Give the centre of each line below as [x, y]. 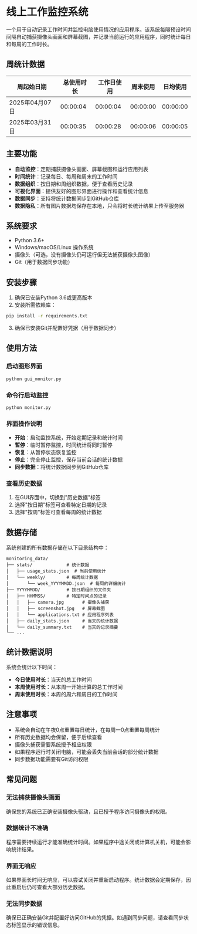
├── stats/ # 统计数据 [48, 565]
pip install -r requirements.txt [47, 316]
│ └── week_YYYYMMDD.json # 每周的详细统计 [66, 584]
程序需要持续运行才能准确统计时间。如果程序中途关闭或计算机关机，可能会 [96, 842]
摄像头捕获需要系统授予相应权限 [53, 744]
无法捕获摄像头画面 [33, 797]
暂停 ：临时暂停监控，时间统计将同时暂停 [63, 445]
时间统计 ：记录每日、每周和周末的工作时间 [66, 176]
